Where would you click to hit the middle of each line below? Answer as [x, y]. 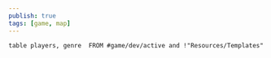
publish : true [33, 16]
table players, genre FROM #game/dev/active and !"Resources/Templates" [136, 45]
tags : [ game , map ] [39, 23]
